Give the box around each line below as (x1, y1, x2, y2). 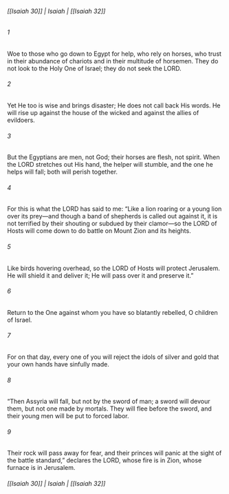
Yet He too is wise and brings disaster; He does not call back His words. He (7, 101, 221, 110)
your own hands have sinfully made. (7, 360, 110, 369)
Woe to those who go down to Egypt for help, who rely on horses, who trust (7, 50, 222, 58)
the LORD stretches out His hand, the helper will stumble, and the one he (7, 161, 213, 169)
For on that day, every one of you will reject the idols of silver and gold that (7, 353, 219, 361)
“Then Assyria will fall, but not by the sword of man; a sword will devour (7, 398, 211, 406)
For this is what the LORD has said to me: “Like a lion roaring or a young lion (7, 205, 222, 213)
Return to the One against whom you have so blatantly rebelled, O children (7, 308, 218, 316)
